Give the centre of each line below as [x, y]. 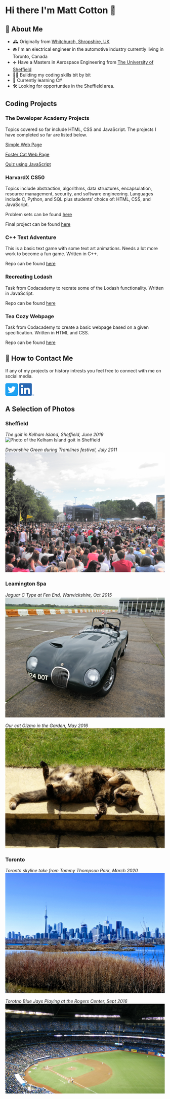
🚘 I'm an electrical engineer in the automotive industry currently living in [88, 49]
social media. [19, 376]
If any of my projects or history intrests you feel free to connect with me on [83, 370]
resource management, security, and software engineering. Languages [79, 194]
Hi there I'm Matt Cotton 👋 [61, 10]
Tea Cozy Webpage [30, 316]
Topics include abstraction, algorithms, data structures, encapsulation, [79, 188]
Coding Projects [31, 104]
